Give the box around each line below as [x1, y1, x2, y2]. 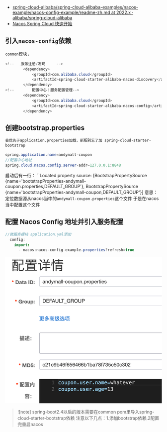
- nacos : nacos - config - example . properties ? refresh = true [18, 247, 135, 253]
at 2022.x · [111, 9, 133, 15]
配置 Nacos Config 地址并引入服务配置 [5, 217, 124, 226]
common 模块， [5, 51, 32, 57]
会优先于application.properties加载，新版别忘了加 [5, 138, 103, 143]
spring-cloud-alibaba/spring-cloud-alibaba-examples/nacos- [12, 4, 138, 10]
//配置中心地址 [5, 158, 32, 163]
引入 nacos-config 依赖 [5, 37, 72, 45]
